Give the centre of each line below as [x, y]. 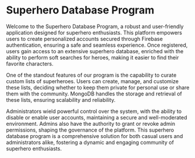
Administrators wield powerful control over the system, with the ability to [94, 111]
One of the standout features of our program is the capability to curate [91, 75]
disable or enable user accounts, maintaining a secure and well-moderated [97, 117]
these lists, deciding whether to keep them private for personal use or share [98, 87]
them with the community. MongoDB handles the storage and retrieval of [94, 94]
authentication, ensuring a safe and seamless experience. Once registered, [97, 45]
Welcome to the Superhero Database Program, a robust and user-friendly [95, 26]
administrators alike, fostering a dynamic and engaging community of [90, 142]
